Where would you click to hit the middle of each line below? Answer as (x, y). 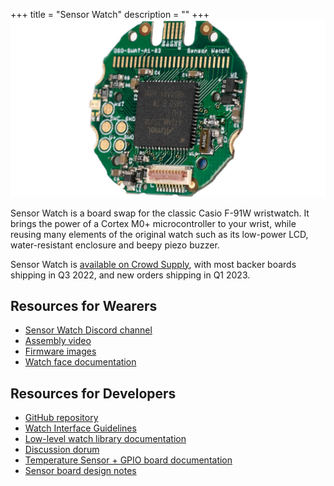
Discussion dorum (62, 450)
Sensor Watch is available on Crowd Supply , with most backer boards (153, 264)
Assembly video (58, 341)
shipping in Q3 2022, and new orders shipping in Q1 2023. (130, 275)
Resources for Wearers (84, 305)
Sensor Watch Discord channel (88, 330)
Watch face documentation (80, 362)
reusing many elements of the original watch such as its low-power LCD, (159, 234)
